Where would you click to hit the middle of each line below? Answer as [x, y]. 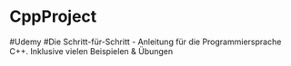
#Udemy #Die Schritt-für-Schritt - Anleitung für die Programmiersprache [145, 42]
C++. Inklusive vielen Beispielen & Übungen [91, 51]
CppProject [53, 17]
